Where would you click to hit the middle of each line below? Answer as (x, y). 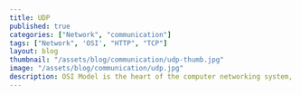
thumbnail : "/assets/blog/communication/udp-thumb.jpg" (117, 60)
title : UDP (30, 18)
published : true (40, 26)
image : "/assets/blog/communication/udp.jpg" (96, 69)
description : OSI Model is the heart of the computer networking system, (151, 77)
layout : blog (34, 52)
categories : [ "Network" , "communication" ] (90, 34)
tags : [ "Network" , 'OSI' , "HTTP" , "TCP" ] (89, 43)
